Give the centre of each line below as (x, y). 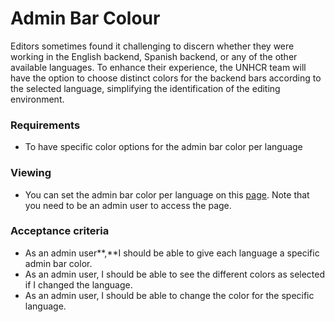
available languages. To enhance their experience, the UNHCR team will (158, 67)
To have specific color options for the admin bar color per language (163, 147)
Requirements (45, 125)
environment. (37, 99)
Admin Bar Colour (85, 18)
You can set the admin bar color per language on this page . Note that (167, 194)
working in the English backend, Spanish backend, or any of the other (154, 56)
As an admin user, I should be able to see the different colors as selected (175, 274)
